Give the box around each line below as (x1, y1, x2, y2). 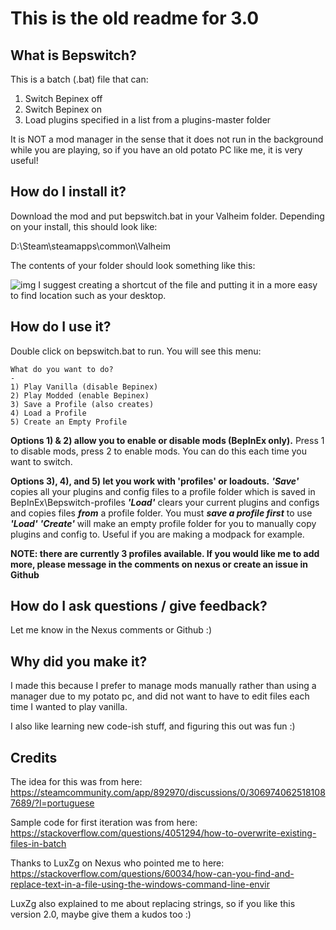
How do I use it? (10, 318, 112, 336)
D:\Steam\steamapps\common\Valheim (10, 240, 171, 252)
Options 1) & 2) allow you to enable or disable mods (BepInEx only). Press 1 (10, 434, 325, 446)
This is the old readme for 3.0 (10, 7, 260, 30)
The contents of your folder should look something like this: (10, 259, 256, 271)
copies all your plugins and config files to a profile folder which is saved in (10, 485, 316, 497)
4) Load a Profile (10, 408, 87, 418)
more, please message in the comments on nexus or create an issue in (10, 558, 309, 570)
